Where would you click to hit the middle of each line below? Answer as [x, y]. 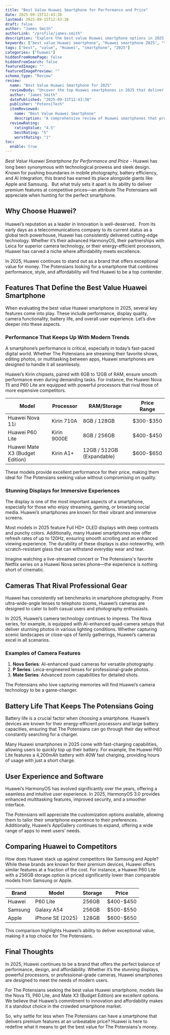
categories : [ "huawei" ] [30, 52]
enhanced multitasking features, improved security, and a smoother [76, 799]
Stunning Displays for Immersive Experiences [62, 491]
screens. [14, 518]
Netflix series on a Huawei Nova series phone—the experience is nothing [81, 564]
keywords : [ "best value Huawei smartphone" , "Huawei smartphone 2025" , [82, 43]
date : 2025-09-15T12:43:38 [34, 15]
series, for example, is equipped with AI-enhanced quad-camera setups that [85, 624]
